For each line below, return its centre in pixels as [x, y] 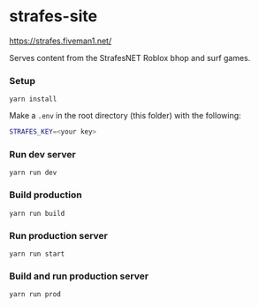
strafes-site [53, 16]
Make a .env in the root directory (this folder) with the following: [125, 116]
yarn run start [37, 254]
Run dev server [43, 155]
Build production [46, 195]
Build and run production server [79, 276]
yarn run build [37, 213]
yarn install [33, 99]
